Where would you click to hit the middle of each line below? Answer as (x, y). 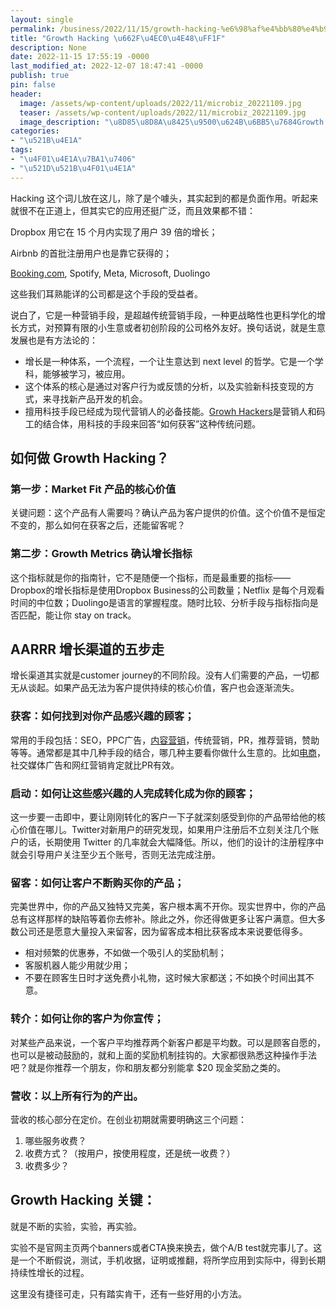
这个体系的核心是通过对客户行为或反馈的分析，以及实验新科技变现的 (165, 386)
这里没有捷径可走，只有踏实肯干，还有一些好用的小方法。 (128, 1293)
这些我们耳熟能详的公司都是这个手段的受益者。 (106, 293)
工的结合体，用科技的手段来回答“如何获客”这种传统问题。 (143, 423)
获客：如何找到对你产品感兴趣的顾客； (102, 716)
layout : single (42, 19)
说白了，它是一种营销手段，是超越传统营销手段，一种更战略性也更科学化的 (163, 315)
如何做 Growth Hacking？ (90, 458)
